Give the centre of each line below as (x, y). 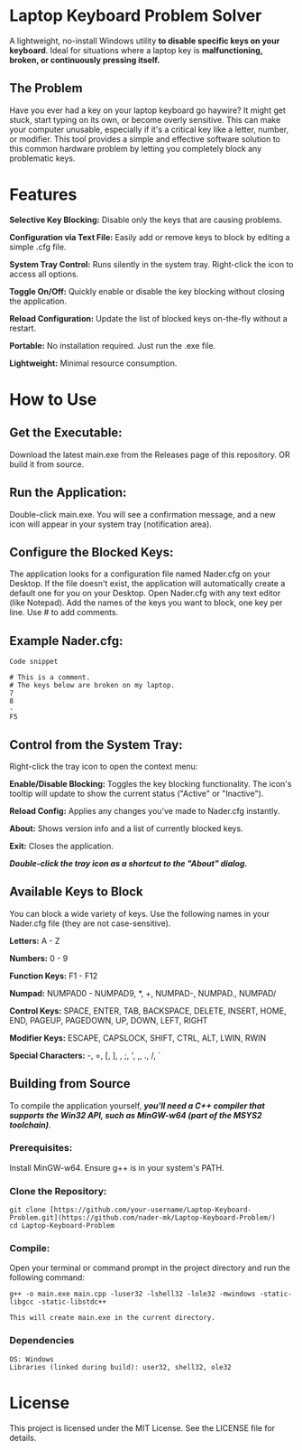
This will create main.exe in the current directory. (113, 1318)
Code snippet (34, 662)
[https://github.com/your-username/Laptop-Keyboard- (151, 1210)
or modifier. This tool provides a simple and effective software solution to (145, 139)
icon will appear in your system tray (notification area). (110, 524)
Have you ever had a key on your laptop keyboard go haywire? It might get (147, 110)
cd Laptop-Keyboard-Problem (62, 1226)
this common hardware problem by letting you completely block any (136, 148)
